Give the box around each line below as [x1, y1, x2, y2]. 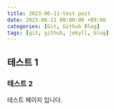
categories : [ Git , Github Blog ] [7, 23, 100, 30]
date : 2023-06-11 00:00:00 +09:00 [7, 16, 107, 23]
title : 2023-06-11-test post [7, 10, 91, 17]
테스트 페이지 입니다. [7, 96, 63, 104]
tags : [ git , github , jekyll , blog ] [7, 29, 109, 36]
